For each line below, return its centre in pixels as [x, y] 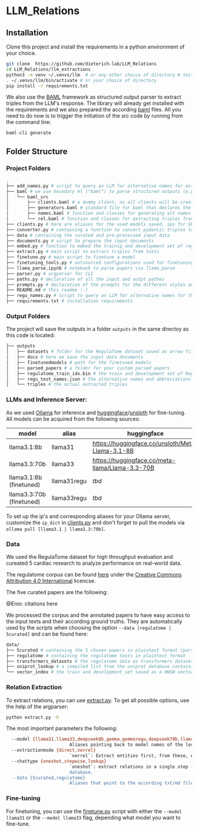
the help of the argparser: [37, 706]
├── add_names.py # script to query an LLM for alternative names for [95, 186]
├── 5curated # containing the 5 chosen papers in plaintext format [92, 650]
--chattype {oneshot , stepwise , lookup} [59, 761]
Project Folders [29, 168]
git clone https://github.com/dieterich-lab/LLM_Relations [82, 64]
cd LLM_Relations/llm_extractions [49, 69]
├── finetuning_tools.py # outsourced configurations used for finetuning [100, 263]
